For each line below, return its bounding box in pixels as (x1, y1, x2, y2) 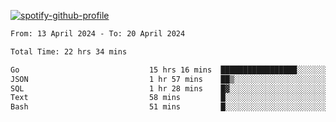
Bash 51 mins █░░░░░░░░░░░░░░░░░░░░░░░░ (10, 102, 333, 112)
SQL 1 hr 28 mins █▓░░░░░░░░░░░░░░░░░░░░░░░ (10, 83, 333, 94)
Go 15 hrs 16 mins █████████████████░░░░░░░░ (10, 65, 333, 75)
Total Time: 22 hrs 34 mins (10, 46, 128, 57)
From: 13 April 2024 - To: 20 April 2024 (10, 29, 186, 39)
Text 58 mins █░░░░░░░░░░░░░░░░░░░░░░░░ (10, 93, 333, 103)
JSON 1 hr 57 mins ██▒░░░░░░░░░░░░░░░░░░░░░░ (10, 74, 333, 84)
